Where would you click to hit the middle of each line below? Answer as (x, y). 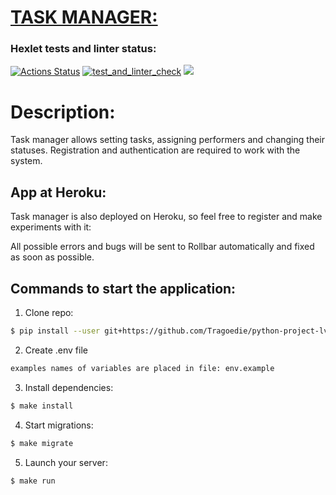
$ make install (42, 406)
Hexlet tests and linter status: (83, 49)
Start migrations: (59, 425)
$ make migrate (42, 443)
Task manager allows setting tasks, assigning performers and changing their (167, 140)
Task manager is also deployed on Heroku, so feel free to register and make (166, 217)
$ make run (33, 481)
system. (26, 161)
